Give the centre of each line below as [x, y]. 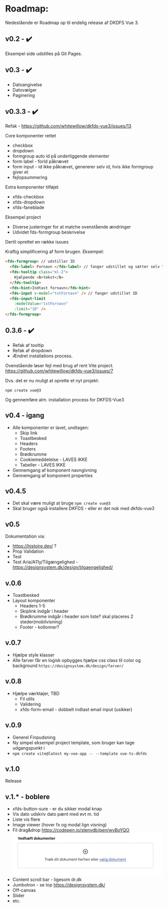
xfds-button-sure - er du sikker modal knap [57, 809]
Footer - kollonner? [39, 627]
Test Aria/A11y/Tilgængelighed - [45, 562]
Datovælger [24, 90]
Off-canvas [24, 890]
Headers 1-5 [32, 606]
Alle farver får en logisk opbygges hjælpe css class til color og [76, 660]
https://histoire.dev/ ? [34, 546]
